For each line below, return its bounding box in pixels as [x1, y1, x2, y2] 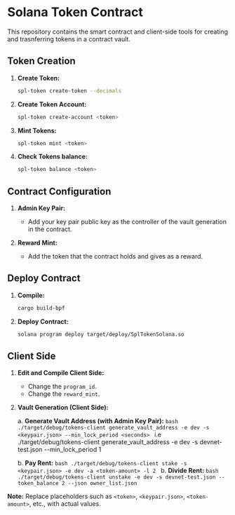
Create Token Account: [17, 99, 87, 109]
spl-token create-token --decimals [17, 87, 122, 95]
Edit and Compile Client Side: [17, 369, 105, 377]
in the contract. [27, 225, 72, 233]
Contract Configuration [7, 185, 112, 197]
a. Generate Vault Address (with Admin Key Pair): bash [17, 417, 179, 425]
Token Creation [7, 55, 76, 67]
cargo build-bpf [17, 304, 65, 312]
